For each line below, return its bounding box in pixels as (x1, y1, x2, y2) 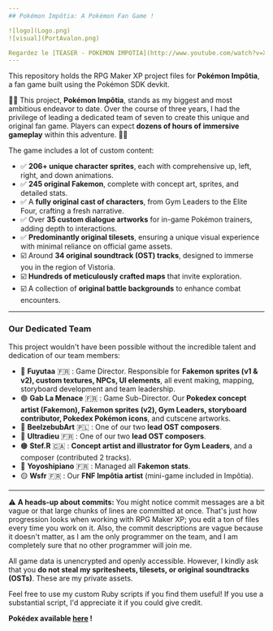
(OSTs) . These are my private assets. (8, 573, 133, 583)
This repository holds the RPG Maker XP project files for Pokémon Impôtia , (8, 71, 260, 81)
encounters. (19, 296, 61, 305)
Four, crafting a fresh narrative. (19, 206, 124, 216)
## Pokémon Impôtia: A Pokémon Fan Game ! (8, 11, 154, 20)
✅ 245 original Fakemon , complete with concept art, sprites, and (19, 179, 239, 189)
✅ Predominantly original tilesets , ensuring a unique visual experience (19, 232, 260, 242)
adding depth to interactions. (19, 224, 118, 234)
